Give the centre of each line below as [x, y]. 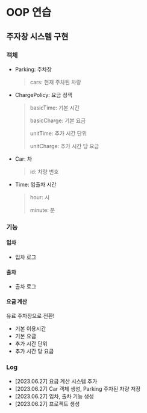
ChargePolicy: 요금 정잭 [44, 95]
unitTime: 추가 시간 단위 [58, 133]
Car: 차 [23, 159]
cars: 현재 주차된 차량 [55, 82]
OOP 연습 [29, 12]
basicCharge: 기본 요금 [58, 120]
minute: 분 [42, 210]
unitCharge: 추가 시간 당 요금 [64, 146]
